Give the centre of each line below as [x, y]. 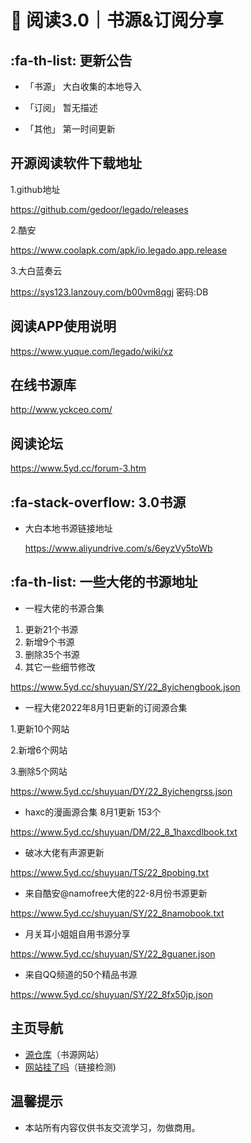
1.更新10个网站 [40, 728]
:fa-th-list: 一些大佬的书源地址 [104, 582]
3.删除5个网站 [39, 771]
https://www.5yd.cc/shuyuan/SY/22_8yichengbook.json [125, 687]
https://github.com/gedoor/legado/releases [99, 209]
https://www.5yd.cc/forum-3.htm [78, 468]
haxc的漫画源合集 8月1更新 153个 [93, 812]
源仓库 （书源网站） [64, 1054]
